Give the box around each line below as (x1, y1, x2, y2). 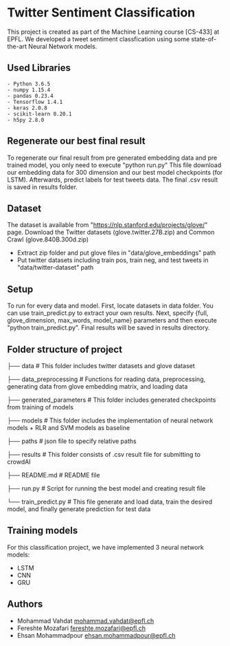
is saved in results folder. (7, 182, 78, 191)
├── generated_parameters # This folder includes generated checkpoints (7, 396, 216, 404)
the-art (7, 42, 27, 50)
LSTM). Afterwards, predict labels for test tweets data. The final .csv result (7, 175, 218, 184)
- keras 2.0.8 (7, 105, 48, 111)
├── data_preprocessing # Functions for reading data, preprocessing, (7, 375, 206, 383)
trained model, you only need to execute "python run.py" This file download (7, 160, 222, 169)
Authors (7, 599, 43, 610)
